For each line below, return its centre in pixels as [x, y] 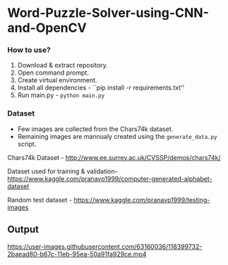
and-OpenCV [47, 28]
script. [27, 144]
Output [23, 229]
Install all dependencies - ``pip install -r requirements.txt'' [101, 88]
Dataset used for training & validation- [62, 171]
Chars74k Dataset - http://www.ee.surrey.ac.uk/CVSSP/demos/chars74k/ [114, 157]
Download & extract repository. [62, 66]
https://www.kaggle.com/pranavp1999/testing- [142, 199]
